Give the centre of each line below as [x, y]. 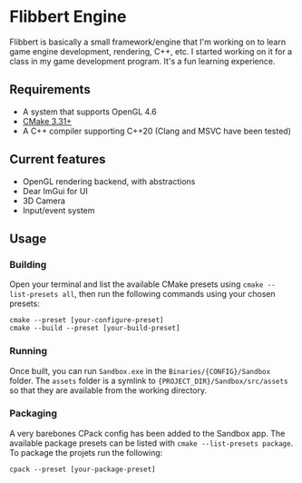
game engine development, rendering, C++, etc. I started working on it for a [151, 51]
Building [28, 264]
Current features [58, 159]
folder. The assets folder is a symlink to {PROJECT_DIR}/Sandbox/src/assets [149, 380]
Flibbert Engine [68, 17]
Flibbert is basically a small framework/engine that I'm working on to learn [148, 42]
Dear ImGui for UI [55, 191]
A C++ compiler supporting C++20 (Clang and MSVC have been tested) [157, 131]
